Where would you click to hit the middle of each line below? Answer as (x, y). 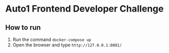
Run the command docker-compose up (52, 39)
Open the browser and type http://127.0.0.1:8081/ (67, 45)
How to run (23, 28)
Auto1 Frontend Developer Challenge (84, 9)
